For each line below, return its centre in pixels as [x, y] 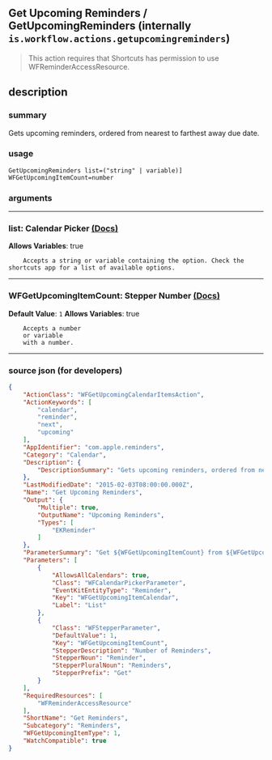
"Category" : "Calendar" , [65, 455]
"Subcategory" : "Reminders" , [72, 726]
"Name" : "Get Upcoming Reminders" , [83, 493]
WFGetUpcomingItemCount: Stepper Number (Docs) [114, 296]
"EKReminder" [73, 530]
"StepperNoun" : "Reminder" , [99, 658]
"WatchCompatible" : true [65, 741]
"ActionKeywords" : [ [57, 402]
